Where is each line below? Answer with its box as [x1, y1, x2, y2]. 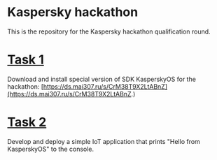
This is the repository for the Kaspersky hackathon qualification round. [7, 27, 211, 36]
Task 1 [7, 52, 44, 68]
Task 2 [7, 115, 47, 130]
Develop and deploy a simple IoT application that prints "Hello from [7, 137, 201, 145]
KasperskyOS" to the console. [7, 145, 94, 153]
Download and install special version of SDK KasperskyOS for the [7, 75, 196, 83]
